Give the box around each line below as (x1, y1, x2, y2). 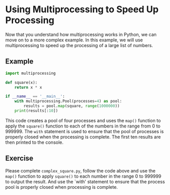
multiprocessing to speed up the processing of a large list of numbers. (5, 42, 153, 48)
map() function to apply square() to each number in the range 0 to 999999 (5, 173, 162, 179)
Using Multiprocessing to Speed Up (5, 4, 159, 15)
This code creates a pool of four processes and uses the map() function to (5, 117, 161, 123)
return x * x (14, 84, 42, 90)
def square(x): (5, 80, 38, 85)
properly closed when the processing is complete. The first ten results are (5, 134, 161, 140)
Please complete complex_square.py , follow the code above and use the (5, 167, 156, 174)
